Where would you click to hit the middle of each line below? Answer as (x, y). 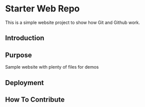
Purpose (19, 55)
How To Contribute (35, 99)
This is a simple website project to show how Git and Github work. (73, 22)
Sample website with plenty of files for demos (52, 67)
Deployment (25, 83)
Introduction (25, 38)
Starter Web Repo (42, 9)
